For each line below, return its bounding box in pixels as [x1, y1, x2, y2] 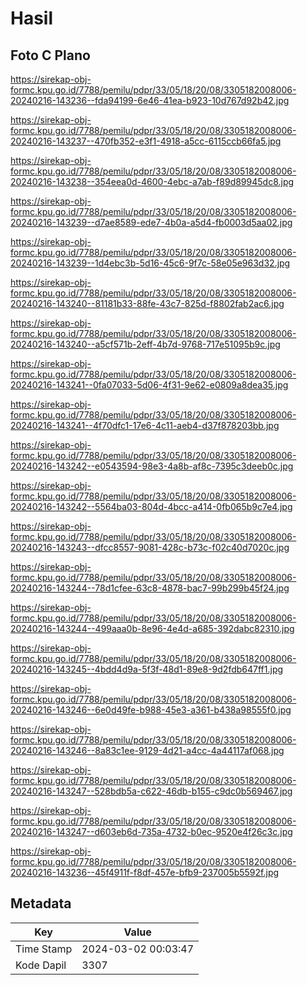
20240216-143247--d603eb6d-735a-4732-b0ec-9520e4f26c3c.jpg [10, 826, 293, 837]
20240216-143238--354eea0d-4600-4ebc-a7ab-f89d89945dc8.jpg [10, 176, 295, 187]
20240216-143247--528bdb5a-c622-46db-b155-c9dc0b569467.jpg [10, 785, 293, 797]
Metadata [10, 895, 72, 912]
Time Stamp [15, 942, 73, 956]
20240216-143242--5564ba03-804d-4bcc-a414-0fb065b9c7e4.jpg [10, 501, 293, 512]
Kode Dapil [15, 958, 67, 972]
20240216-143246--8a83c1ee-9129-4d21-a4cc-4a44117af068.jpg [10, 745, 285, 756]
